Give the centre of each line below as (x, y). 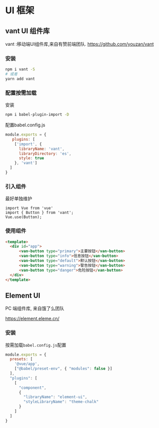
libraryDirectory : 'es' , (45, 153)
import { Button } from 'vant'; (39, 213)
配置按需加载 (21, 93)
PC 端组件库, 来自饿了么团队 (35, 308)
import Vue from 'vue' (29, 208)
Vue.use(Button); (24, 217)
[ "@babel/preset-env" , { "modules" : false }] (63, 369)
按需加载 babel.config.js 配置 (36, 345)
